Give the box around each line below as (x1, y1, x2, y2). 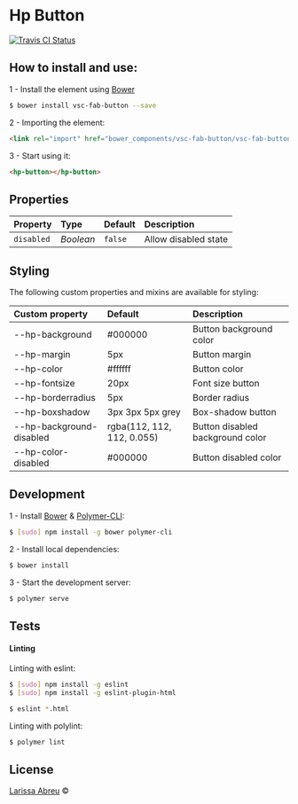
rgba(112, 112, (106, 420, 172, 433)
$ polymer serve (9, 594, 69, 603)
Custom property (13, 308, 89, 320)
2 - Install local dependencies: (9, 543, 120, 554)
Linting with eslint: (9, 663, 76, 674)
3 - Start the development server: (9, 577, 131, 588)
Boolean (60, 233, 96, 246)
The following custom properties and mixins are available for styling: (9, 287, 259, 297)
